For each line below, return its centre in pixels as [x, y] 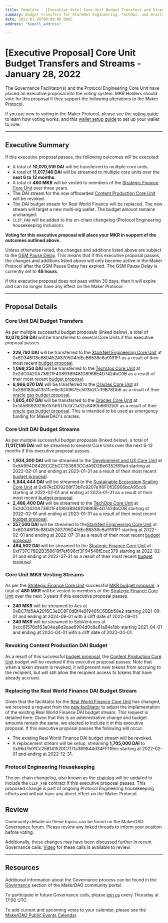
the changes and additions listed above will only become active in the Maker [84, 261]
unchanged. [25, 214]
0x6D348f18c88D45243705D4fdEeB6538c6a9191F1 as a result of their [85, 358]
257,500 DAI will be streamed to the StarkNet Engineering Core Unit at [84, 524]
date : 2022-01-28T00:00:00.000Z [39, 19]
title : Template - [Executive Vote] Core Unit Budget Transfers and [78, 10]
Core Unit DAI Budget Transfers [44, 321]
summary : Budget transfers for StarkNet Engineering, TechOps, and [77, 15]
